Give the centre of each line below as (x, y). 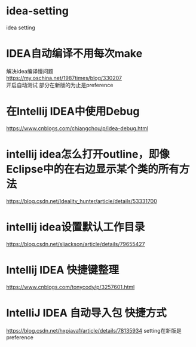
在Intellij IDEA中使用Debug (73, 111)
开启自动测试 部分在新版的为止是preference (60, 85)
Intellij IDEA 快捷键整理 (63, 270)
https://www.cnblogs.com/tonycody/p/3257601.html (71, 287)
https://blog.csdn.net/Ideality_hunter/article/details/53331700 (82, 201)
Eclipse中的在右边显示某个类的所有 (93, 169)
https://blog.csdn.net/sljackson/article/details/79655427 (76, 244)
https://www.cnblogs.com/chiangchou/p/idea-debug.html (77, 128)
